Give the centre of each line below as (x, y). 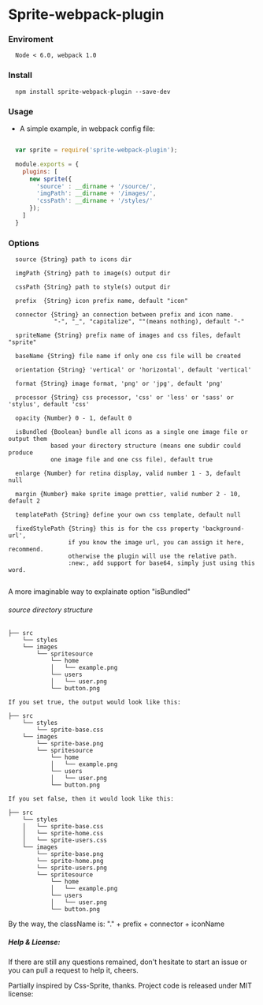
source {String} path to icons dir (74, 260)
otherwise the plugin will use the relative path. (153, 557)
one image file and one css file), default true (131, 460)
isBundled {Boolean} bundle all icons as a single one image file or (131, 432)
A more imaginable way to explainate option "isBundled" (99, 592)
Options (24, 243)
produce (21, 453)
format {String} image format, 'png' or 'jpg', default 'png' (119, 384)
